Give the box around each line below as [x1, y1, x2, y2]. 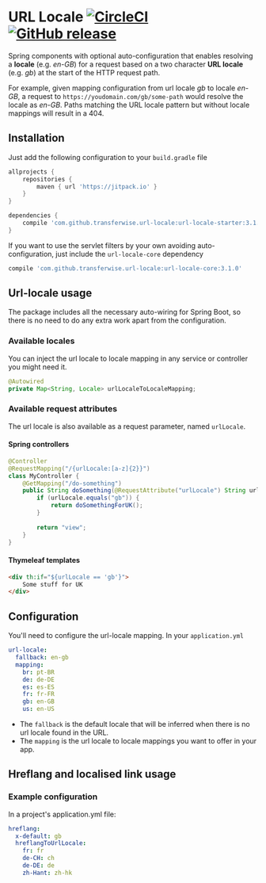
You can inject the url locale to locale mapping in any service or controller [8, 354, 249, 363]
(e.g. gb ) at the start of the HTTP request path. [8, 67, 161, 77]
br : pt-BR [22, 668, 55, 676]
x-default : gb [15, 832, 62, 840]
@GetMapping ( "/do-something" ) [22, 480, 123, 487]
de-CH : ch [22, 854, 55, 862]
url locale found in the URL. [19, 728, 109, 737]
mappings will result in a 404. [8, 108, 104, 118]
